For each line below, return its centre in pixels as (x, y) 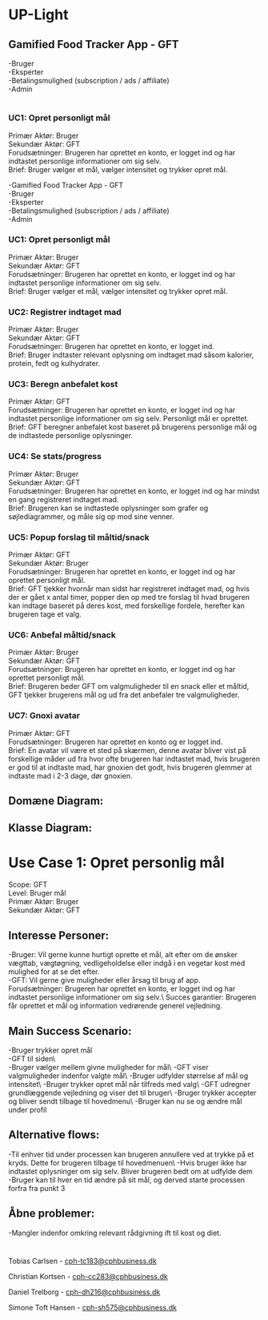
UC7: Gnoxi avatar (44, 716)
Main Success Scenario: (70, 1031)
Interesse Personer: (59, 935)
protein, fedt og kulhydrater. (54, 364)
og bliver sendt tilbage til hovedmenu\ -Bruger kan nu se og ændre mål (125, 1101)
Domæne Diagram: (56, 801)
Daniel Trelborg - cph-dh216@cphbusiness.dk (84, 1292)
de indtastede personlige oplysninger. (71, 436)
